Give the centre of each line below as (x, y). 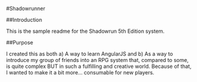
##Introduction (24, 20)
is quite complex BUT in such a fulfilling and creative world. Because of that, (99, 66)
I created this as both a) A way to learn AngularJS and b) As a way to (90, 54)
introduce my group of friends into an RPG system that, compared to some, (97, 60)
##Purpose (20, 42)
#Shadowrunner (26, 8)
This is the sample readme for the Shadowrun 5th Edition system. (86, 31)
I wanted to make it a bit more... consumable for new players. (80, 72)
